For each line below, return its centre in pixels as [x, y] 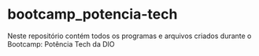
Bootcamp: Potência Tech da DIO [61, 44]
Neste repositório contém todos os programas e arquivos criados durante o [129, 36]
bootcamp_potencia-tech [92, 14]
